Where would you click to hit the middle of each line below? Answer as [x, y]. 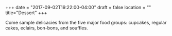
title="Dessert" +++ [26, 13]
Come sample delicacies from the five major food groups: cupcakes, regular [86, 23]
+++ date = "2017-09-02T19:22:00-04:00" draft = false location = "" [78, 7]
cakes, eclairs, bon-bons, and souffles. [47, 28]
